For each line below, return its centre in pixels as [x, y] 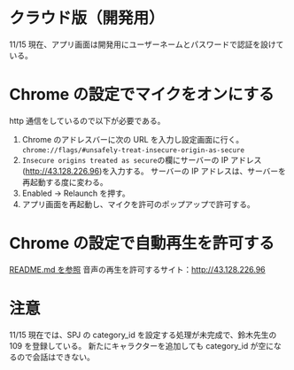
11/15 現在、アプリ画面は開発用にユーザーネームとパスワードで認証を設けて [147, 44]
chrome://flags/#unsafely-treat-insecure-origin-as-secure [133, 150]
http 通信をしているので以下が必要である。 [87, 120]
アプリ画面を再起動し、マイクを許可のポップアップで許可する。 [138, 204]
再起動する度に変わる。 [65, 181]
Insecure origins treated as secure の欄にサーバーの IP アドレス [142, 159]
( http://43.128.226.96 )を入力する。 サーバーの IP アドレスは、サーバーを [154, 171]
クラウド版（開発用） [87, 18]
